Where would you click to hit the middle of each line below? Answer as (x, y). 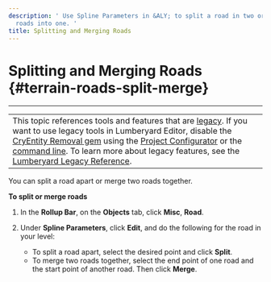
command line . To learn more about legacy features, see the (126, 151)
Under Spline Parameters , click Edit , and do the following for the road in (140, 228)
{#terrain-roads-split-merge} (109, 87)
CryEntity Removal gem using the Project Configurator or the (127, 141)
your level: (37, 236)
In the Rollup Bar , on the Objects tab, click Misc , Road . (112, 212)
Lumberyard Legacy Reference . (72, 161)
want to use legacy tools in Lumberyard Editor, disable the (122, 131)
